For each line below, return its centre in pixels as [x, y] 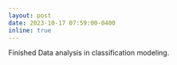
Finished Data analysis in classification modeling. [89, 53]
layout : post [30, 15]
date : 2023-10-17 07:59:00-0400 [62, 23]
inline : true [30, 30]
